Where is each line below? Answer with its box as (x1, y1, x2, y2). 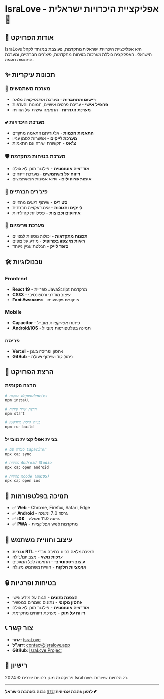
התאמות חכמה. (5, 57, 34, 62)
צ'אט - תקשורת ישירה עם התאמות (12, 140, 76, 146)
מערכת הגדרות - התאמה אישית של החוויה (12, 106, 91, 113)
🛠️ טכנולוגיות (5, 258, 43, 266)
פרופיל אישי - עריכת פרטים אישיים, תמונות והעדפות (12, 101, 108, 107)
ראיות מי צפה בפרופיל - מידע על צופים (12, 238, 85, 244)
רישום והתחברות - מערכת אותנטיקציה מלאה (12, 96, 96, 102)
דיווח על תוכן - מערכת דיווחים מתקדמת (12, 610, 85, 616)
